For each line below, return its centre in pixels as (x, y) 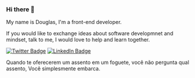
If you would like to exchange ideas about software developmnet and (90, 33)
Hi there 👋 (21, 9)
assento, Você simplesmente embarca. (53, 69)
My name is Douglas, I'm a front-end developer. (64, 22)
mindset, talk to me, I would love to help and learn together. (78, 40)
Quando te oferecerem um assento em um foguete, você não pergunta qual (98, 62)
